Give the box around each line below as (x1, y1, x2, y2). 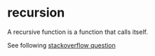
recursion (7, 5, 65, 21)
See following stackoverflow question (7, 41, 116, 49)
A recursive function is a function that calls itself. (7, 28, 149, 36)
